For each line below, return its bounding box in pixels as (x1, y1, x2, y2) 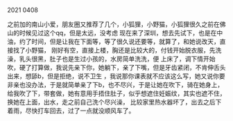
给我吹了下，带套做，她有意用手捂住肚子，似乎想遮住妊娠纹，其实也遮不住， (7, 89, 226, 97)
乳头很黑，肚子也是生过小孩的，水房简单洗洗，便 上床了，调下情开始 (19, 55, 216, 63)
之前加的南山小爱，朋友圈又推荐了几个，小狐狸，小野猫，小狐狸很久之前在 (7, 20, 220, 28)
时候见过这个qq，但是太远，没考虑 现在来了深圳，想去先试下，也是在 (19, 29, 217, 37)
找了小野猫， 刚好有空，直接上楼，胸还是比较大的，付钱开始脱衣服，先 (12, 46, 216, 54)
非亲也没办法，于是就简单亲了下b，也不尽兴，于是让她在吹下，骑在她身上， (7, 81, 224, 89)
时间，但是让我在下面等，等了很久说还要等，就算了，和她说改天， (31, 37, 220, 46)
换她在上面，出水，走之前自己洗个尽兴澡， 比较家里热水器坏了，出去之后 (7, 98, 216, 106)
